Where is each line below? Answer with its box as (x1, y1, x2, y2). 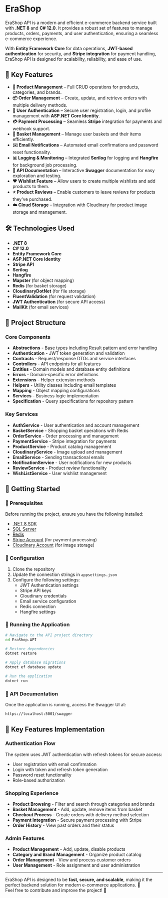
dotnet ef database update (5, 665, 61, 670)
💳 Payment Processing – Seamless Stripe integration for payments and (12, 118, 162, 124)
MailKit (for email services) (12, 304, 69, 310)
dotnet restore (5, 651, 37, 656)
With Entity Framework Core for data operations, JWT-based (5, 45, 133, 51)
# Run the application (5, 674, 52, 679)
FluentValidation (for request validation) (12, 293, 96, 299)
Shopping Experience (5, 790, 59, 797)
